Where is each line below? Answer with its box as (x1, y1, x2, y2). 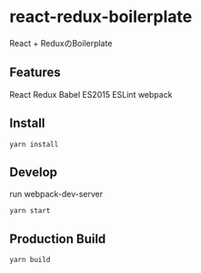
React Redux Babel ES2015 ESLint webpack (9, 89, 173, 100)
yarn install (9, 140, 59, 149)
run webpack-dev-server (9, 189, 104, 200)
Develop (9, 164, 57, 180)
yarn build (9, 256, 51, 265)
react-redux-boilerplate (9, 6, 193, 27)
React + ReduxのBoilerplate (9, 37, 113, 48)
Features (9, 65, 61, 80)
